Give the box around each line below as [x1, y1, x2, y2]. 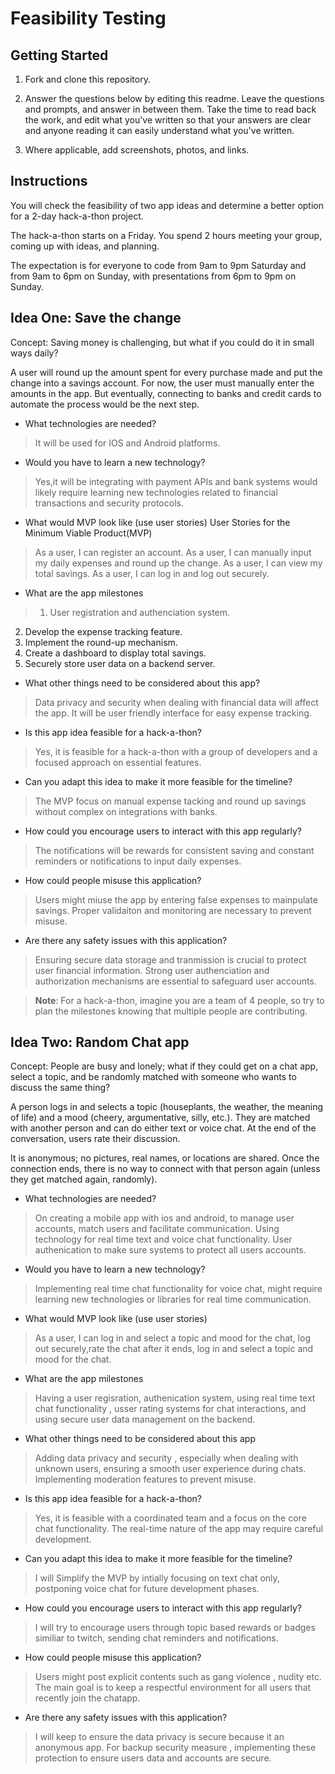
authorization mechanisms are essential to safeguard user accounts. [34, 975, 317, 987]
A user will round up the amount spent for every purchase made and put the [10, 366, 323, 378]
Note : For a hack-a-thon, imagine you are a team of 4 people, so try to [34, 994, 325, 1006]
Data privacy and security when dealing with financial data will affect [34, 696, 319, 708]
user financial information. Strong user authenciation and [34, 964, 270, 976]
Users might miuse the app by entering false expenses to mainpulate [34, 893, 318, 906]
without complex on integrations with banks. [34, 805, 218, 817]
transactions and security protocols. [34, 497, 184, 509]
